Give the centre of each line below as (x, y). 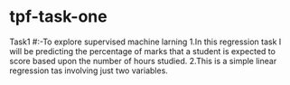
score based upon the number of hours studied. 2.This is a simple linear (143, 61)
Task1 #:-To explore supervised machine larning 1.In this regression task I (145, 42)
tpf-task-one (58, 17)
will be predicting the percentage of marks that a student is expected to (142, 51)
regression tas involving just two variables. (89, 71)
